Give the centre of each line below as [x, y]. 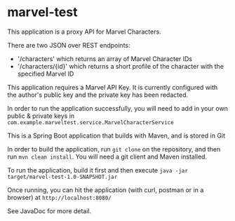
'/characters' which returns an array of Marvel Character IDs [105, 59]
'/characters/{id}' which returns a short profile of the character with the [121, 66]
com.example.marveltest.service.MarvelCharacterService [90, 122]
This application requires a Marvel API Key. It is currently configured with [113, 87]
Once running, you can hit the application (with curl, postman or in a [106, 189]
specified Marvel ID [46, 74]
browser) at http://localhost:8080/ [59, 197]
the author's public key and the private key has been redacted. [98, 95]
